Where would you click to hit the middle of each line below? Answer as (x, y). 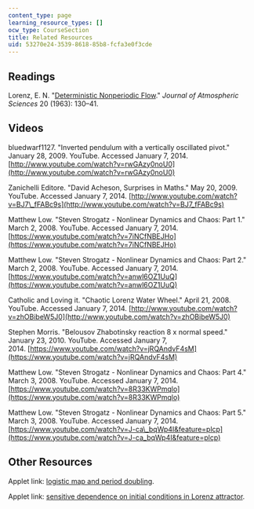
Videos (26, 128)
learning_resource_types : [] (56, 23)
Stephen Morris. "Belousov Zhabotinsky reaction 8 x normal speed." (118, 331)
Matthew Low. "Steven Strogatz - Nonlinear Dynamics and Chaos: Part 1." (127, 219)
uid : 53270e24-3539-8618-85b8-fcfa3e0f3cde (80, 45)
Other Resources (50, 462)
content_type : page (40, 15)
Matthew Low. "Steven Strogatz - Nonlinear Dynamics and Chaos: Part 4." (127, 372)
